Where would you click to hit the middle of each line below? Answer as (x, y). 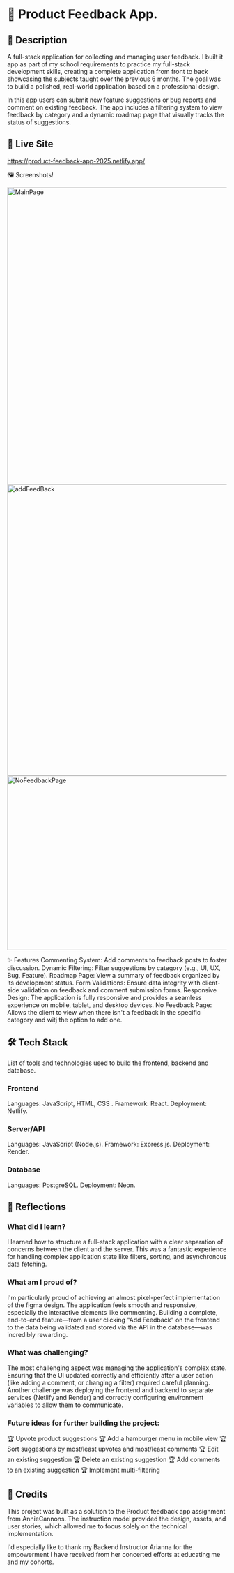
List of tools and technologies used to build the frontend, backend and (108, 1063)
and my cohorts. (31, 1562)
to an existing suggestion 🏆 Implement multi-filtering (84, 1470)
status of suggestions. (39, 122)
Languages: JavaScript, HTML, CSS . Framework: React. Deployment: (107, 1103)
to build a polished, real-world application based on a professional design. (114, 86)
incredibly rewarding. (38, 1334)
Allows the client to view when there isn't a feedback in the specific (104, 1012)
